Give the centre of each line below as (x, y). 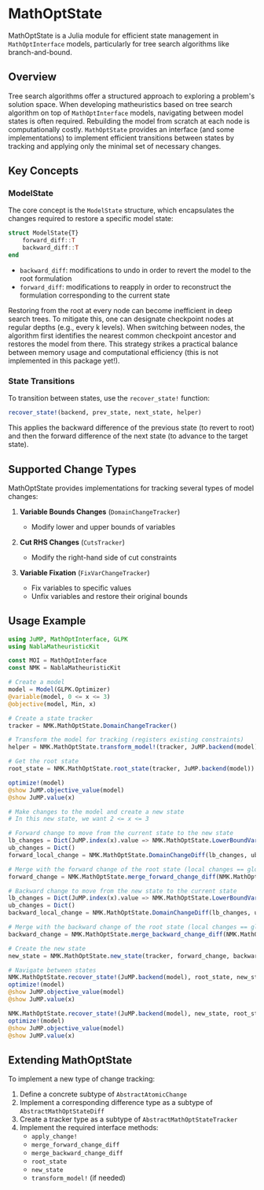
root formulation (46, 278)
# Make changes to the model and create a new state (96, 811)
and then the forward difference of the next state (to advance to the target (128, 436)
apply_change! (54, 1137)
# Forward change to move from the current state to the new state (121, 833)
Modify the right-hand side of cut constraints (104, 557)
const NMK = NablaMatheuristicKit (65, 668)
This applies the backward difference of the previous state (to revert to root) (132, 428)
